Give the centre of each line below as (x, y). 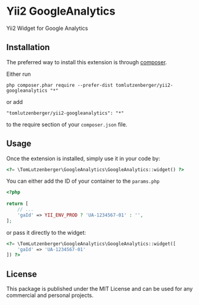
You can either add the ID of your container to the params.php (83, 181)
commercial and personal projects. (50, 295)
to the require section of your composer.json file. (67, 124)
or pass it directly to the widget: (46, 232)
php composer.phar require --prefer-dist (60, 85)
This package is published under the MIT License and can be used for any (100, 289)
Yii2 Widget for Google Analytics (47, 28)
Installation (28, 47)
